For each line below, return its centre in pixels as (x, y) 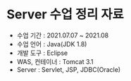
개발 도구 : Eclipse (42, 53)
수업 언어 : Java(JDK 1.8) (52, 44)
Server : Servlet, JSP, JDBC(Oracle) (69, 69)
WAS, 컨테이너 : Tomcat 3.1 (55, 61)
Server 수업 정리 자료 (65, 14)
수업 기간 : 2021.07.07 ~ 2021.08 (63, 35)
